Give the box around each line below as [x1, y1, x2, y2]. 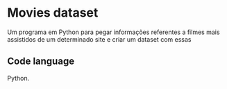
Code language [7, 56, 75, 67]
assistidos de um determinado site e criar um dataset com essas [7, 35, 192, 43]
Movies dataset [7, 5, 99, 21]
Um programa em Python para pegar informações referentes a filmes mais [7, 28, 220, 36]
